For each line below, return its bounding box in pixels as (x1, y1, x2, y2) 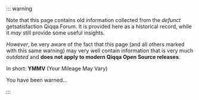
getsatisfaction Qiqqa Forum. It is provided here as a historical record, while (6, 23, 192, 30)
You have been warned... (6, 77, 67, 83)
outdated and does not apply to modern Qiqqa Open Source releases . (6, 54, 181, 60)
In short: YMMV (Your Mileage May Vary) (6, 65, 108, 72)
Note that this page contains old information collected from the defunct (6, 17, 181, 23)
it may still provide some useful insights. (6, 29, 105, 36)
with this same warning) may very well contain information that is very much (6, 47, 194, 54)
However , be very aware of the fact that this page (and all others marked (6, 41, 185, 48)
